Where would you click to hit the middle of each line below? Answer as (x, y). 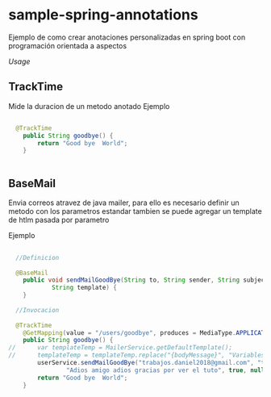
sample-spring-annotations (104, 15)
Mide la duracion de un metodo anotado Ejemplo (89, 106)
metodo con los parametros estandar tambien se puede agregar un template (135, 211)
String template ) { (84, 288)
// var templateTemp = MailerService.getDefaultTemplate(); (120, 348)
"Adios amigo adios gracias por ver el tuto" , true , (156, 370)
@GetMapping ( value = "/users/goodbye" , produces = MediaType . (129, 332)
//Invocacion (38, 310)
